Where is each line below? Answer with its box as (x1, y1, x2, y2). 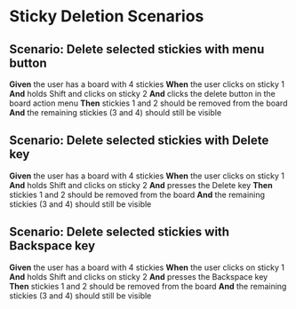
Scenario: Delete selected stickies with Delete (9, 133, 269, 148)
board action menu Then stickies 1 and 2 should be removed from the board (9, 98, 288, 108)
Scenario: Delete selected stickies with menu (9, 42, 265, 57)
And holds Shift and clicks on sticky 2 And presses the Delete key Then (9, 179, 273, 190)
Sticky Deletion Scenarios (9, 6, 204, 27)
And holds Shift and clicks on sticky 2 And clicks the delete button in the (9, 89, 276, 99)
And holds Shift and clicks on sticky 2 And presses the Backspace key (9, 271, 268, 281)
